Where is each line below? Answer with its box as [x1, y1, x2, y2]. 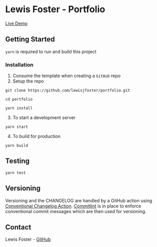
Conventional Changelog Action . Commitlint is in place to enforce [5, 203, 142, 209]
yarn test [5, 170, 26, 175]
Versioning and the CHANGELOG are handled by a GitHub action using [5, 197, 152, 203]
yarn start [5, 124, 28, 130]
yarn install [5, 105, 33, 111]
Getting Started [5, 35, 55, 44]
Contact [5, 223, 31, 232]
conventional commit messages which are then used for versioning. [5, 208, 147, 214]
